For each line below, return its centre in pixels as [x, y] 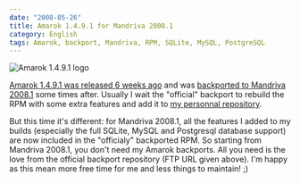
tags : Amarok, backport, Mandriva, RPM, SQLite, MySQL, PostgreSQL [137, 42]
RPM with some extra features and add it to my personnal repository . [136, 104]
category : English [43, 34]
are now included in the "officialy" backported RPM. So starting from [135, 140]
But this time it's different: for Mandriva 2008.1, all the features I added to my [150, 121]
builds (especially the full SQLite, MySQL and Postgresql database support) [148, 131]
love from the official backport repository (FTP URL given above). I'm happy [149, 159]
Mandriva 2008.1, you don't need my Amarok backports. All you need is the [147, 150]
